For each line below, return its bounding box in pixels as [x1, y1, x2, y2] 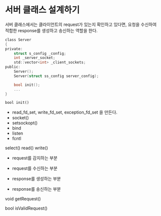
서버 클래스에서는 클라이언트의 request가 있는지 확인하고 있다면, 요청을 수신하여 [5, 21, 157, 27]
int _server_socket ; [14, 56, 55, 60]
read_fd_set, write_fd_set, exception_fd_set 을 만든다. [12, 109, 118, 115]
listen [12, 130, 23, 137]
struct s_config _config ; [14, 51, 67, 56]
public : [5, 64, 21, 70]
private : [5, 46, 23, 51]
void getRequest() [5, 196, 41, 202]
